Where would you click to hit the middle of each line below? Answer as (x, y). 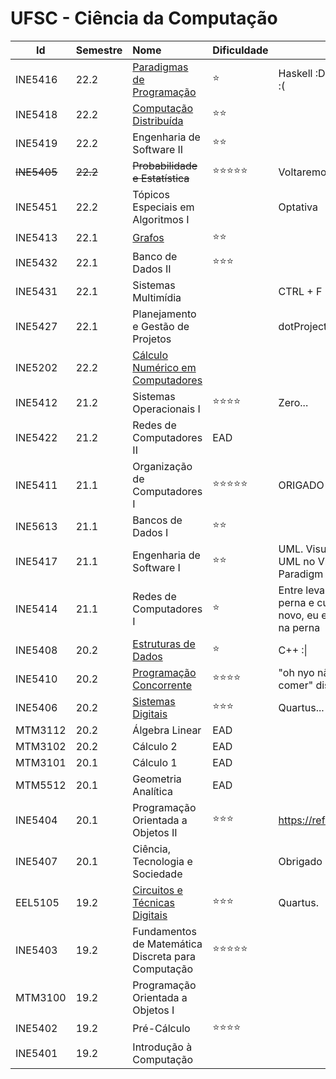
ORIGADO (301, 485)
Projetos (152, 339)
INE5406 (36, 707)
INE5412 (36, 402)
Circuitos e (157, 890)
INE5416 (36, 79)
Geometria (157, 779)
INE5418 (36, 114)
